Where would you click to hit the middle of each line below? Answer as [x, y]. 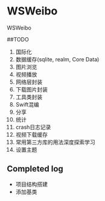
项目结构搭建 [31, 184]
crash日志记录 [33, 127]
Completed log [35, 169]
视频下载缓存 [31, 134]
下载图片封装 [31, 89]
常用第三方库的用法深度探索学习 [55, 142]
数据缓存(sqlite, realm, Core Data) [57, 59]
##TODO [18, 39]
